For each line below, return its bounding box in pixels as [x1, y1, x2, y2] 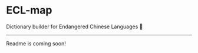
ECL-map [6, 4, 52, 17]
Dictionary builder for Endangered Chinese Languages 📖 [6, 23, 143, 30]
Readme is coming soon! [6, 39, 66, 47]
